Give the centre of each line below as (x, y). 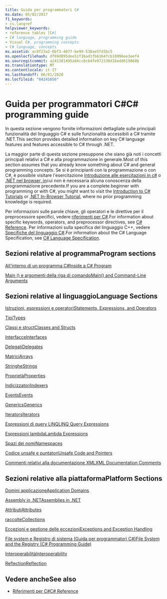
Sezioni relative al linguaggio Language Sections (82, 296)
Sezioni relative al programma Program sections (81, 254)
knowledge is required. (29, 201)
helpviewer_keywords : (28, 28)
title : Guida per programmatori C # (42, 10)
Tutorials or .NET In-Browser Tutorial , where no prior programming (74, 196)
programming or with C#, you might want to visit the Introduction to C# (78, 191)
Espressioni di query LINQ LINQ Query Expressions (57, 424)
